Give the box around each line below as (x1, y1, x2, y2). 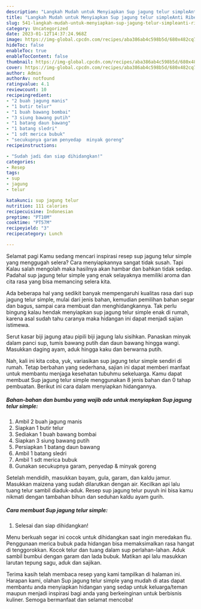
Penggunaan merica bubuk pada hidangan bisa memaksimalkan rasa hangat (6, 540, 194, 547)
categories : (6, 159, 36, 165)
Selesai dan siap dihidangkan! (14, 522, 89, 529)
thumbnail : (6, 59, 33, 65)
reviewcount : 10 (6, 87, 47, 93)
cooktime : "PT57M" (6, 220, 52, 226)
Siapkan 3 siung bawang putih (14, 437, 90, 444)
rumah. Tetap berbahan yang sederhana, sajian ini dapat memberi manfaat (6, 363, 190, 371)
